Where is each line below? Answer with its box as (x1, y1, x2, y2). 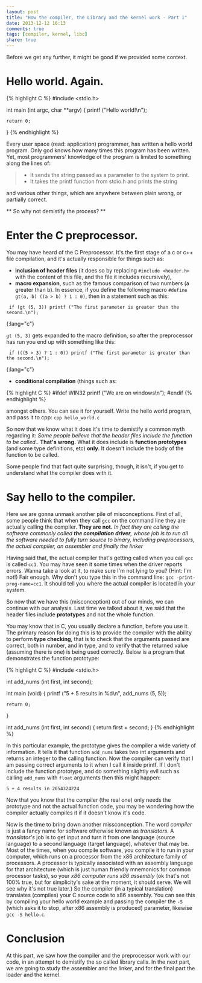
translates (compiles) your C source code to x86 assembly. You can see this (6, 891, 195, 898)
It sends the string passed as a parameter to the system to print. (30, 171, 190, 178)
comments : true (6, 25, 45, 32)
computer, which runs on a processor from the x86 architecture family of (6, 852, 188, 860)
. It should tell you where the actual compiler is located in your (41, 579, 196, 587)
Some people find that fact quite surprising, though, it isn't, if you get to (6, 463, 184, 470)
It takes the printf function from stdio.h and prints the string (30, 178, 178, 185)
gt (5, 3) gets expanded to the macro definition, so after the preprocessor (6, 332, 193, 339)
